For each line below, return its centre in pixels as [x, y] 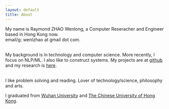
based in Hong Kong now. [32, 34]
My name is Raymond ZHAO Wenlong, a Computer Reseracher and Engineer [84, 29]
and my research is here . [31, 65]
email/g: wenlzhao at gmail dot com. [43, 39]
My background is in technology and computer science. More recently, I [80, 55]
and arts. [14, 85]
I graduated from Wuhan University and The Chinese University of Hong [80, 95]
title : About [19, 15]
